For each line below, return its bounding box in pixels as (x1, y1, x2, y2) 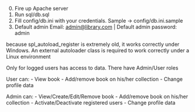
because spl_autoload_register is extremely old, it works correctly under (6, 41, 180, 48)
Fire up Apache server (14, 5, 69, 12)
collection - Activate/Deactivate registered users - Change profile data (6, 99, 176, 106)
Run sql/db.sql (14, 11, 50, 18)
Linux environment (6, 53, 51, 60)
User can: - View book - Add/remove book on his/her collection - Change (6, 75, 183, 82)
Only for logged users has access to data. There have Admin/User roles (6, 64, 179, 71)
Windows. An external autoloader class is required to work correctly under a (6, 47, 190, 54)
